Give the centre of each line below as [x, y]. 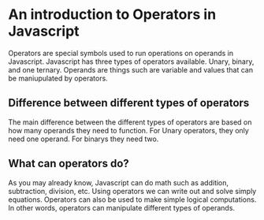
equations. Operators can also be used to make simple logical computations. [132, 199]
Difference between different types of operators [129, 103]
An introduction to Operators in [112, 15]
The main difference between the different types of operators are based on [130, 122]
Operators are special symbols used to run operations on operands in [121, 53]
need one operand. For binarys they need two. [84, 139]
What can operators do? [69, 164]
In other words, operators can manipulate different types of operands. [121, 207]
